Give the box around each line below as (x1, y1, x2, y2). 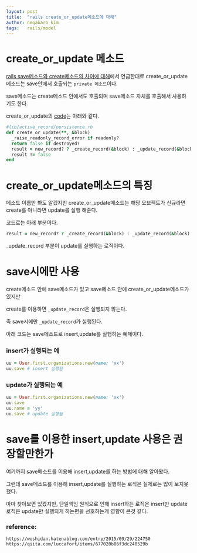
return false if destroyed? (11, 141, 80, 146)
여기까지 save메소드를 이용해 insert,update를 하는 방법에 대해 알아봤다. (6, 468, 170, 475)
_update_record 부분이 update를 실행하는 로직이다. (6, 242, 125, 249)
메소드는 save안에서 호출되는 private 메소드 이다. (6, 80, 118, 87)
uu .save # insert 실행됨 (6, 366, 63, 372)
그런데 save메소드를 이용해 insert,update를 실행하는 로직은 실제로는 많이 (6, 480, 173, 487)
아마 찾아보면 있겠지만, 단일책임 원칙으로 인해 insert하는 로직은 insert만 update (6, 500, 188, 507)
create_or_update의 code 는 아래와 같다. (6, 112, 100, 119)
